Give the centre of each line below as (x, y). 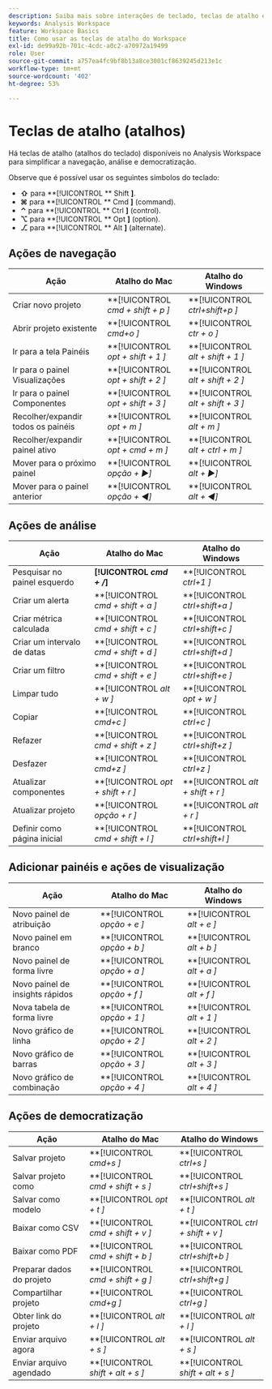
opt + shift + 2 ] (137, 380)
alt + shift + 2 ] (216, 380)
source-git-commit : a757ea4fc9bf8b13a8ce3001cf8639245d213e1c (115, 62)
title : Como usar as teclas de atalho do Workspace (97, 39)
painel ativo (34, 450)
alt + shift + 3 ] (216, 404)
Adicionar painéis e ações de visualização (117, 867)
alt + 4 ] (202, 1087)
